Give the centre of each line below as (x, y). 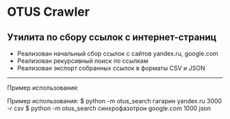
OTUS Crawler (49, 12)
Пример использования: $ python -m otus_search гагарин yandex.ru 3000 (115, 101)
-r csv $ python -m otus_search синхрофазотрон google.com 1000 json (109, 108)
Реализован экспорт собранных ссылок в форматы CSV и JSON (111, 68)
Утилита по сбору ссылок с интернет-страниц (112, 37)
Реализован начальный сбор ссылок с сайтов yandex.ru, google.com (118, 53)
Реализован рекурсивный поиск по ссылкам (82, 61)
